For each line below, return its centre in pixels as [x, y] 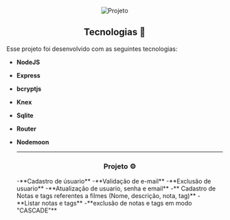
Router [26, 129]
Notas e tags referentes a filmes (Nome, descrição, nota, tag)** [106, 196]
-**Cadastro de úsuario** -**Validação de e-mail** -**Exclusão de [114, 181]
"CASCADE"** [37, 210]
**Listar [28, 203]
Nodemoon [33, 142]
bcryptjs [29, 89]
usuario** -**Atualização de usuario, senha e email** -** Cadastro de [116, 188]
